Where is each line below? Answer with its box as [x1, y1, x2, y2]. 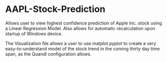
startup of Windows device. [5, 30, 63, 36]
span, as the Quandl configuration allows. [5, 51, 92, 57]
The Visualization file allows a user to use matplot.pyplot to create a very [5, 40, 156, 46]
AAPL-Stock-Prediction [5, 3, 105, 15]
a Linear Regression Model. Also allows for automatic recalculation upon [5, 25, 155, 31]
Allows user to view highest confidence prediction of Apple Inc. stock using [5, 20, 162, 26]
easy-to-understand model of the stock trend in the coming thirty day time [5, 45, 160, 51]
